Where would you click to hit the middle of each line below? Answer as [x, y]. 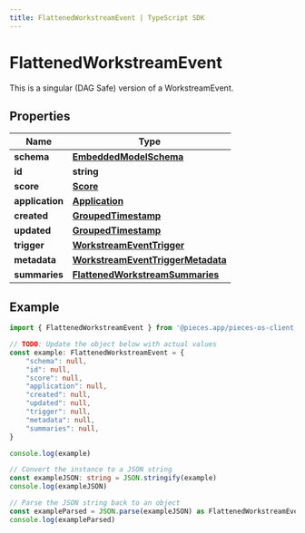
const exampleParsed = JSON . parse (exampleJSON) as [107, 511]
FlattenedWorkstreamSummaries [146, 275]
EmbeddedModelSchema [128, 157]
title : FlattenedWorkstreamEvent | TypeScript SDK [107, 18]
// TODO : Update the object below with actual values [113, 344]
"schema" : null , [57, 361]
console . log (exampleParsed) [63, 519]
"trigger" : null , [59, 412]
